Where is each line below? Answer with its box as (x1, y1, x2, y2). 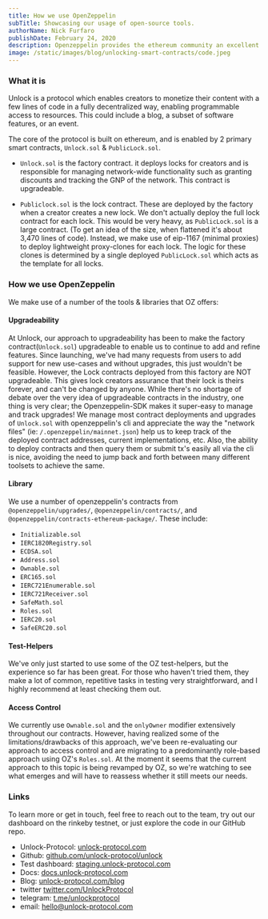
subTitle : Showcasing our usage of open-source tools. (8, 19, 195, 27)
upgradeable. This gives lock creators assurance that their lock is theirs (8, 375, 244, 385)
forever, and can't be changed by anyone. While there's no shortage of (8, 384, 242, 394)
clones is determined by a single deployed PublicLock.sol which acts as (19, 250, 259, 260)
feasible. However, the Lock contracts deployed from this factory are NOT (8, 367, 252, 377)
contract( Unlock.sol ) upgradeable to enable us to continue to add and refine (8, 342, 261, 351)
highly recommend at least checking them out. (8, 685, 162, 694)
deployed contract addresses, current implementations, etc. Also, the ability (8, 435, 258, 445)
